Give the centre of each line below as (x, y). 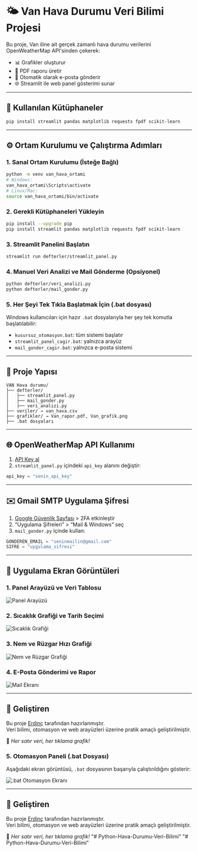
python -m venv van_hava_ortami (46, 175)
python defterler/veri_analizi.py (49, 284)
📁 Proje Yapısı (32, 371)
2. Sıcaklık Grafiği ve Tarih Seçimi (55, 615)
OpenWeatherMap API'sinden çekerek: (53, 50)
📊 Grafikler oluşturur (40, 62)
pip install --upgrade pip (39, 224)
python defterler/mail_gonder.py (47, 290)
